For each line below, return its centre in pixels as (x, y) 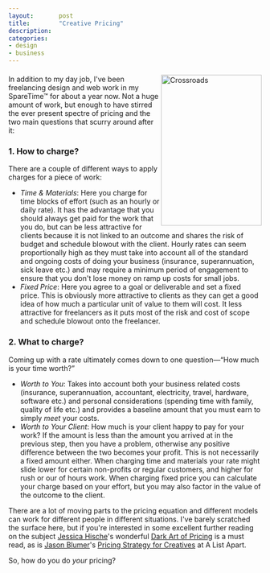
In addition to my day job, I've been (66, 79)
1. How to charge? (44, 151)
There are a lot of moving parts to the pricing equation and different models (133, 510)
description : (30, 31)
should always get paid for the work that (87, 219)
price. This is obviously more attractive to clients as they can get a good (139, 295)
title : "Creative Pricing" (66, 23)
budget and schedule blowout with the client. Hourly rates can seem (133, 244)
